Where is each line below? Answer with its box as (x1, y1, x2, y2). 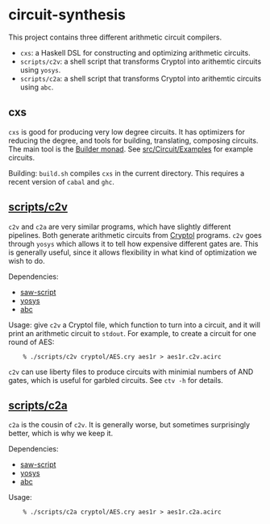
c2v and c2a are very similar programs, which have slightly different (8, 222, 231, 231)
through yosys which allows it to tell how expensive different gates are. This (8, 239, 259, 248)
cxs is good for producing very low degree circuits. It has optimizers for (8, 127, 246, 136)
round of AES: (8, 337, 55, 347)
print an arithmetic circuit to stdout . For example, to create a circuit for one (8, 328, 256, 338)
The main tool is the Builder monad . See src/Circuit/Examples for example (8, 143, 254, 154)
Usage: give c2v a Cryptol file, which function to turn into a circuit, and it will (8, 320, 260, 330)
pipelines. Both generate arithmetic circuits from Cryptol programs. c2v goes (8, 230, 262, 239)
